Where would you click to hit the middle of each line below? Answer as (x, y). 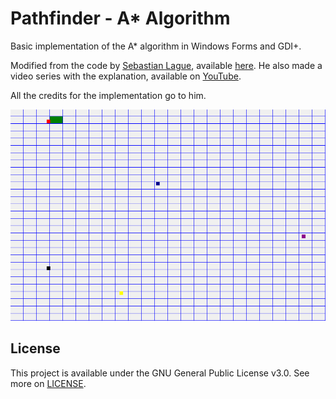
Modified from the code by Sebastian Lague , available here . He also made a (166, 65)
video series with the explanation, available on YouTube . (126, 76)
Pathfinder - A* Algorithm (120, 18)
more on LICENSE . (48, 383)
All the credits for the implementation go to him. (108, 95)
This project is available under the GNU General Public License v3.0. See (160, 373)
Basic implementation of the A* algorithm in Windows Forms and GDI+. (156, 46)
